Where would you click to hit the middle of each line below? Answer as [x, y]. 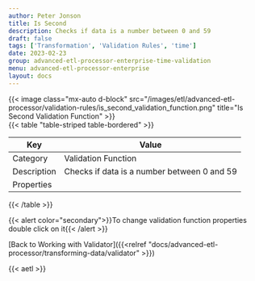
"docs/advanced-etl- [183, 244]
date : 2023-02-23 [38, 53]
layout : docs [30, 76]
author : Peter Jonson [45, 16]
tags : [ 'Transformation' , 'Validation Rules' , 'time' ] [102, 46]
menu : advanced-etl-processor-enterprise [79, 69]
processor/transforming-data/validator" [74, 253]
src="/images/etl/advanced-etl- [182, 99]
